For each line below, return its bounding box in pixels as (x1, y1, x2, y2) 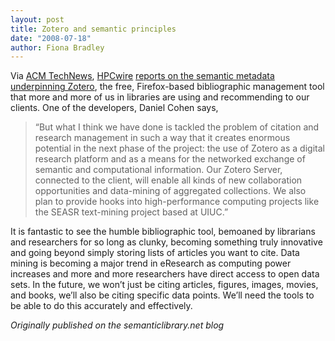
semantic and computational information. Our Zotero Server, (34, 164, 283, 176)
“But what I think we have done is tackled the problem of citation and (34, 121, 320, 133)
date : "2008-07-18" (10, 33, 92, 43)
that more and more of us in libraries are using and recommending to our (10, 91, 310, 103)
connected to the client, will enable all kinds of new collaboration (34, 174, 303, 186)
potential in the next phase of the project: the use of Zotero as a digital (34, 142, 325, 155)
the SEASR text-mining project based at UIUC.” (34, 206, 229, 218)
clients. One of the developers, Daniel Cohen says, (10, 102, 219, 114)
